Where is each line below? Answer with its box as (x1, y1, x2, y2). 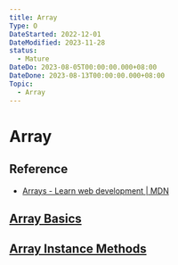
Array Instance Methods (9, 242, 147, 257)
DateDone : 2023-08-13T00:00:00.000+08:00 (9, 71, 166, 80)
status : (9, 46, 38, 55)
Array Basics (9, 211, 82, 226)
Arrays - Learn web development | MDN (21, 185, 169, 196)
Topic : (9, 79, 34, 88)
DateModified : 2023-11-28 (9, 37, 105, 47)
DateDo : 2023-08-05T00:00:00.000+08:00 (9, 63, 158, 72)
